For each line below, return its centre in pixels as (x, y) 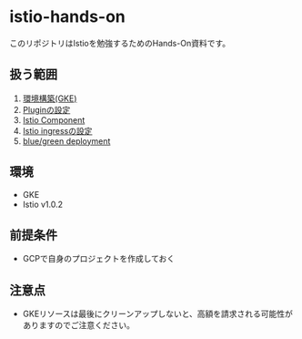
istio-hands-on (67, 17)
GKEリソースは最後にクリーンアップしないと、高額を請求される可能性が (158, 314)
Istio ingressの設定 (57, 130)
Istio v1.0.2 (43, 204)
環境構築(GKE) (50, 98)
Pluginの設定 (46, 109)
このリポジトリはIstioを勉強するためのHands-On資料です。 (120, 43)
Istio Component (54, 119)
